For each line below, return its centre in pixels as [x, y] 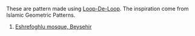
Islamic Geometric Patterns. [41, 15]
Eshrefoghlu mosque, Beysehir [53, 27]
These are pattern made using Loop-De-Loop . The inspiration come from [97, 9]
